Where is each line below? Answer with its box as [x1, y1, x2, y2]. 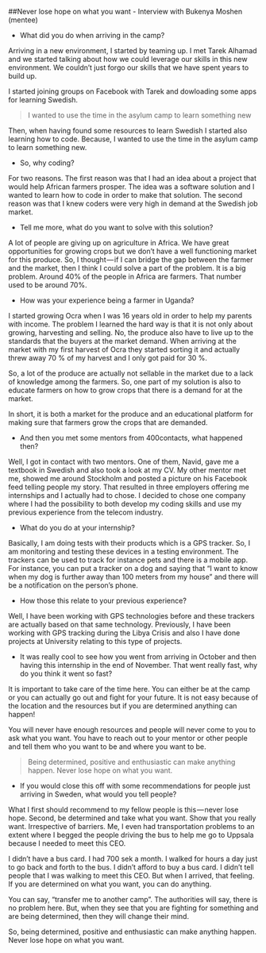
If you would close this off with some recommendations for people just [19, 781, 251, 790]
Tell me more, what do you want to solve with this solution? [19, 222, 214, 232]
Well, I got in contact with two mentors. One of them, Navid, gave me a [8, 457, 240, 466]
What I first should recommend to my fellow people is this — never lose [8, 805, 239, 814]
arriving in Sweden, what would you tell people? [19, 789, 177, 799]
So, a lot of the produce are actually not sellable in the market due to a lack [8, 368, 254, 378]
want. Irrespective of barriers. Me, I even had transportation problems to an [8, 822, 256, 831]
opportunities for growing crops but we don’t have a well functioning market [8, 246, 257, 256]
